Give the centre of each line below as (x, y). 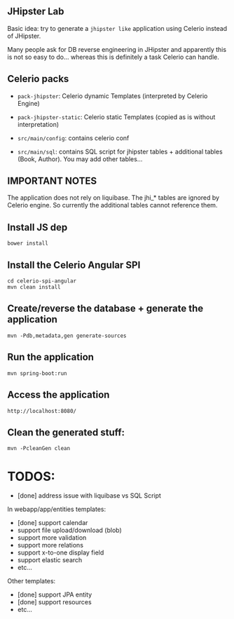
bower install (28, 244)
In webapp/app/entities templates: (57, 509)
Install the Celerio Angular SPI (74, 265)
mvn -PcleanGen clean (39, 449)
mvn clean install (34, 287)
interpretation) (38, 124)
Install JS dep (37, 227)
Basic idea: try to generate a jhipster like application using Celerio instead (117, 28)
